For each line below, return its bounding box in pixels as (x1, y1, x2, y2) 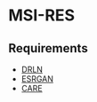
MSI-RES (8, 5, 76, 26)
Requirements (8, 41, 88, 56)
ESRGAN (20, 74, 54, 84)
